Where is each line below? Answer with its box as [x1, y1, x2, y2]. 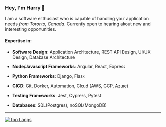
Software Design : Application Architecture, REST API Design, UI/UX [12, 49, 151, 55]
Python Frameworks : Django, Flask [12, 73, 85, 79]
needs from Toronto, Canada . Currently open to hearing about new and [5, 21, 151, 27]
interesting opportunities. [5, 26, 57, 32]
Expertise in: [5, 37, 32, 44]
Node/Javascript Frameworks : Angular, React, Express [12, 63, 126, 69]
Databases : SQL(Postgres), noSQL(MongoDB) [12, 102, 107, 108]
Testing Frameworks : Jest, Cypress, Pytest [12, 92, 101, 98]
